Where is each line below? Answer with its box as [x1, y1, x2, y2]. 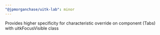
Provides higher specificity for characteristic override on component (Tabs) [5, 20, 156, 26]
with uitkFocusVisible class [5, 25, 59, 31]
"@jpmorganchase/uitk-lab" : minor [5, 7, 75, 12]
